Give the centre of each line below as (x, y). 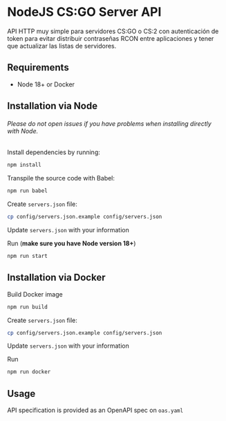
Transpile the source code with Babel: (61, 178)
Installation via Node (53, 106)
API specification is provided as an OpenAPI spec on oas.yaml (95, 410)
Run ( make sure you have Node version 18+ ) (72, 243)
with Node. (23, 131)
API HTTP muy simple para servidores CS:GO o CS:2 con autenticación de (113, 31)
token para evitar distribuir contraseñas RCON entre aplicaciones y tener (111, 38)
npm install (24, 165)
